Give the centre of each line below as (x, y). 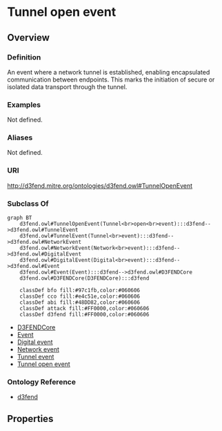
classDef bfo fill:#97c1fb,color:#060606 (80, 291)
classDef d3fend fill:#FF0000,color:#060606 (84, 315)
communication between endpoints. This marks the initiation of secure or (111, 79)
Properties (30, 419)
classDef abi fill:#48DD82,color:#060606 (80, 303)
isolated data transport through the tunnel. (67, 86)
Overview (29, 38)
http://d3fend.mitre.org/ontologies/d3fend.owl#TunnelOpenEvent (100, 185)
